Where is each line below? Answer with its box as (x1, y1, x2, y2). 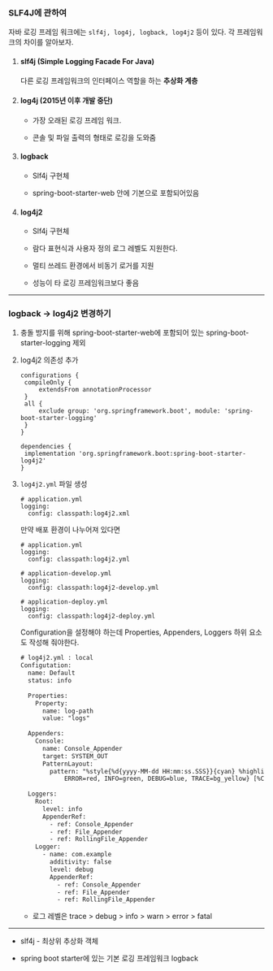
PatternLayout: (41, 760, 93, 768)
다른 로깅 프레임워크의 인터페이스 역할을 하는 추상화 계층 (19, 76, 198, 85)
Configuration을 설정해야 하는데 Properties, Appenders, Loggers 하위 (19, 627, 248, 637)
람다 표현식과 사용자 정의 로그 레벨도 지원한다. (32, 244, 178, 254)
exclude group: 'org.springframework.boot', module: (38, 407, 221, 415)
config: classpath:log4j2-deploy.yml (28, 612, 156, 621)
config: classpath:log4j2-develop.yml (28, 583, 159, 592)
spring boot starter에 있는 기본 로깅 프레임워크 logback (19, 953, 199, 964)
